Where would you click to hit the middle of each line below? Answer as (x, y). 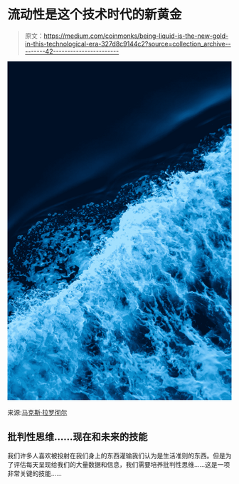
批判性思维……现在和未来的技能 (78, 437)
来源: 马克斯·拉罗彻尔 (37, 412)
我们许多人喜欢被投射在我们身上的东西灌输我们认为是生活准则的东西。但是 (116, 455)
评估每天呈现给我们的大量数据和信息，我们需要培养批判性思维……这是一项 (122, 464)
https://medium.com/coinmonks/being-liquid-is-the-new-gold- (136, 36)
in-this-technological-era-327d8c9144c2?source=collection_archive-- (128, 44)
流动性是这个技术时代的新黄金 (95, 15)
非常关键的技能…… (35, 473)
